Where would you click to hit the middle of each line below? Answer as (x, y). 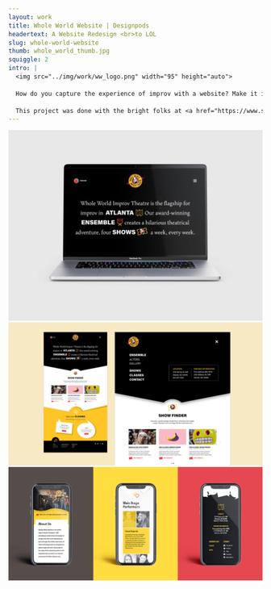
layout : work (30, 17)
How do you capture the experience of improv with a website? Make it (137, 94)
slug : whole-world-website (54, 43)
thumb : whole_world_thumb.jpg (59, 51)
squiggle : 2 (28, 60)
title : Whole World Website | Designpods (79, 25)
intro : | (23, 69)
